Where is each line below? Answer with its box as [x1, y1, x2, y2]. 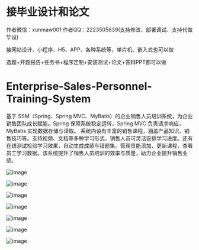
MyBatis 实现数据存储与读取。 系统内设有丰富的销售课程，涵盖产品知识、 [6, 127, 185, 134]
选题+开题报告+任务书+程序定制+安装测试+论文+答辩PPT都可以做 [6, 59, 167, 66]
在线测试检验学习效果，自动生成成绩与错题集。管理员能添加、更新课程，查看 [6, 142, 193, 149]
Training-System [6, 92, 91, 106]
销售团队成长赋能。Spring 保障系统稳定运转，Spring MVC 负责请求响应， [6, 119, 185, 127]
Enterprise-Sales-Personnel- [6, 80, 152, 93]
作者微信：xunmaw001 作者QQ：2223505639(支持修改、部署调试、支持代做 [6, 26, 193, 33]
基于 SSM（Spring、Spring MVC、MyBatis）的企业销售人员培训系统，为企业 [6, 112, 193, 119]
